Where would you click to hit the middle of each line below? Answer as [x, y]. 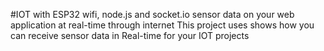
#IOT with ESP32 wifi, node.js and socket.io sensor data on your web [152, 14]
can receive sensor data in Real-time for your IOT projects [130, 35]
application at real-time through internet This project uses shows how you [162, 25]
